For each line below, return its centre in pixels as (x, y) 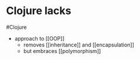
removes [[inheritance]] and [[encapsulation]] (79, 45)
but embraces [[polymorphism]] (62, 51)
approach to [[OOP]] (39, 38)
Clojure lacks (39, 11)
